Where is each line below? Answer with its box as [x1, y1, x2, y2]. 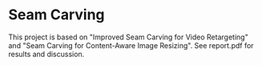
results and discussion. [8, 49, 85, 59]
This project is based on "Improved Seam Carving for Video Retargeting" [8, 32, 248, 42]
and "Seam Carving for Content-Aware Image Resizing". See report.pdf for [8, 40, 254, 50]
